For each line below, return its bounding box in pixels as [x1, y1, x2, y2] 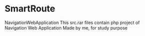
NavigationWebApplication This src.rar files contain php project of [4, 19, 140, 25]
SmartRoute [4, 3, 55, 14]
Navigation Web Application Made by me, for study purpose [4, 24, 128, 30]
